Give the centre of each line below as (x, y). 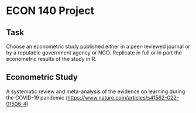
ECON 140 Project (50, 11)
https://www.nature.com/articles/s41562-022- (123, 97)
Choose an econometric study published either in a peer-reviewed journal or (98, 46)
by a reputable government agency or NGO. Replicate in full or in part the (94, 53)
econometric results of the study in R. (51, 59)
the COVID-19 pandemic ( (37, 97)
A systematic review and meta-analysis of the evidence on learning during (96, 91)
